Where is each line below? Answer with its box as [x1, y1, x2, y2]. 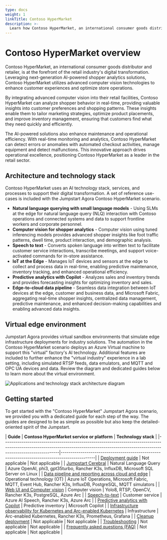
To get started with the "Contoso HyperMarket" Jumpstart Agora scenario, [5, 408, 158, 414]
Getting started [5, 395, 54, 403]
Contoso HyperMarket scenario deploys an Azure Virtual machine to [5, 344, 145, 350]
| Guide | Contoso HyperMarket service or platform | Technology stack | [5, 433, 158, 439]
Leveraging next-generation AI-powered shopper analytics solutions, [5, 74, 147, 80]
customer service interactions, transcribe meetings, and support [12, 247, 145, 253]
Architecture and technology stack [5, 172, 116, 180]
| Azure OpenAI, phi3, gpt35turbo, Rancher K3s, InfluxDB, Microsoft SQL [5, 465, 154, 471]
